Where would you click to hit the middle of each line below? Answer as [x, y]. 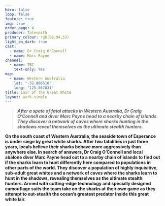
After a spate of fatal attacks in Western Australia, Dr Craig [79, 111]
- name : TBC [22, 65]
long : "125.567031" [34, 88]
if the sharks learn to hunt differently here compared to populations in [78, 163]
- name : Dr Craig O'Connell [38, 51]
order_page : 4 [20, 28]
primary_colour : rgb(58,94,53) [37, 38]
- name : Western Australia [37, 79]
